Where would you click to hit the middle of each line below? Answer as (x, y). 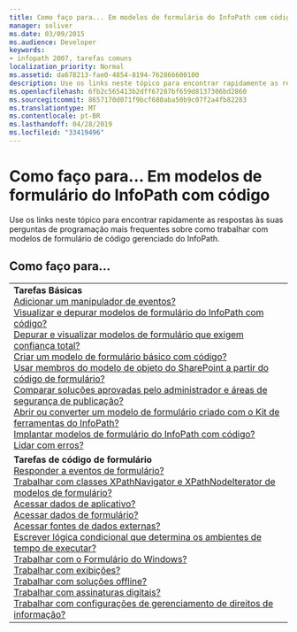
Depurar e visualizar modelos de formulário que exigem (129, 335)
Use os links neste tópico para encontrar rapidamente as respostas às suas (146, 220)
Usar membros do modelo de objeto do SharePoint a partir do (141, 367)
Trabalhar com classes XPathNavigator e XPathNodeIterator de (145, 482)
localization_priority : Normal (67, 67)
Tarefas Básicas (48, 290)
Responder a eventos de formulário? (89, 470)
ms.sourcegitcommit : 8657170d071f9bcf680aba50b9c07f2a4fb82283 (128, 100)
